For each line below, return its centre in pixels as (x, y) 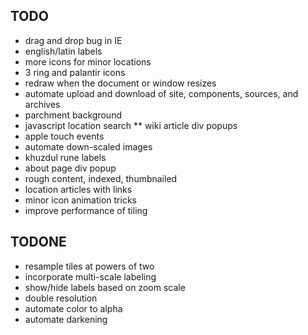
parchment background (73, 115)
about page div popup (70, 168)
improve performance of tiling (86, 210)
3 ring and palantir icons (75, 72)
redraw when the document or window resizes (120, 83)
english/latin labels (63, 51)
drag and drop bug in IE (73, 40)
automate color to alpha (73, 308)
